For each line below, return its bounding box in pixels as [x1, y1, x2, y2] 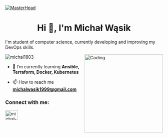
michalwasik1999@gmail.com [12, 86, 77, 92]
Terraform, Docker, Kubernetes [12, 69, 79, 75]
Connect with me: [5, 98, 49, 105]
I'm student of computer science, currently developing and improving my [5, 39, 155, 45]
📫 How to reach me [12, 79, 54, 85]
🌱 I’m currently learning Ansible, [12, 63, 79, 70]
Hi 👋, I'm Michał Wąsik [37, 23, 131, 34]
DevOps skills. [5, 44, 35, 50]
